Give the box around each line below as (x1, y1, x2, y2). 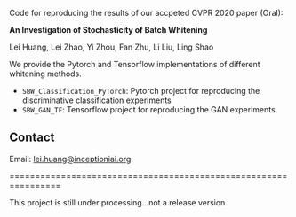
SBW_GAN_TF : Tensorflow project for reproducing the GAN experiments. (21, 105, 278, 114)
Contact (9, 130, 55, 145)
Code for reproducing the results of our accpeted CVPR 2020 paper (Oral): (9, 8, 284, 18)
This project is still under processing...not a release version (9, 197, 226, 207)
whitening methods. (9, 68, 82, 79)
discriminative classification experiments (21, 95, 172, 105)
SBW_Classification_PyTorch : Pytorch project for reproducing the (21, 86, 260, 96)
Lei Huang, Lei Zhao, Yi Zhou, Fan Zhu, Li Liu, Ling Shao (9, 42, 214, 52)
